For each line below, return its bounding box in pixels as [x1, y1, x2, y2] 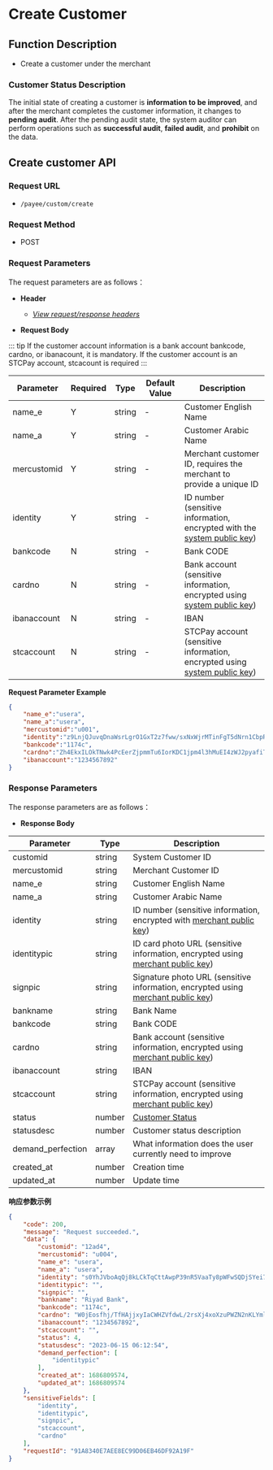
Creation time [132, 1161, 184, 1172]
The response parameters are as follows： [8, 802, 151, 811]
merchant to [184, 468, 231, 480]
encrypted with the [184, 522, 257, 533]
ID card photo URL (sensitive [132, 937, 242, 949]
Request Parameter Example [8, 687, 107, 697]
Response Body [19, 818, 75, 828]
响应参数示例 [8, 1196, 51, 1206]
